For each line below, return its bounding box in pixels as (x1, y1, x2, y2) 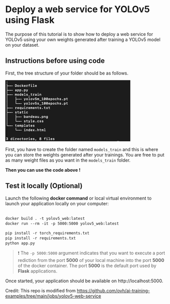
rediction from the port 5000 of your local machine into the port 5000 (17, 257, 164, 263)
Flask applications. (17, 268, 57, 274)
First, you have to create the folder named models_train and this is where (5, 146, 158, 153)
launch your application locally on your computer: (5, 200, 109, 206)
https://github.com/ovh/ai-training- (77, 287, 150, 293)
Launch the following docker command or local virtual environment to (5, 195, 152, 201)
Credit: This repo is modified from (5, 287, 76, 293)
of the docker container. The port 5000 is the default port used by (17, 262, 156, 269)
